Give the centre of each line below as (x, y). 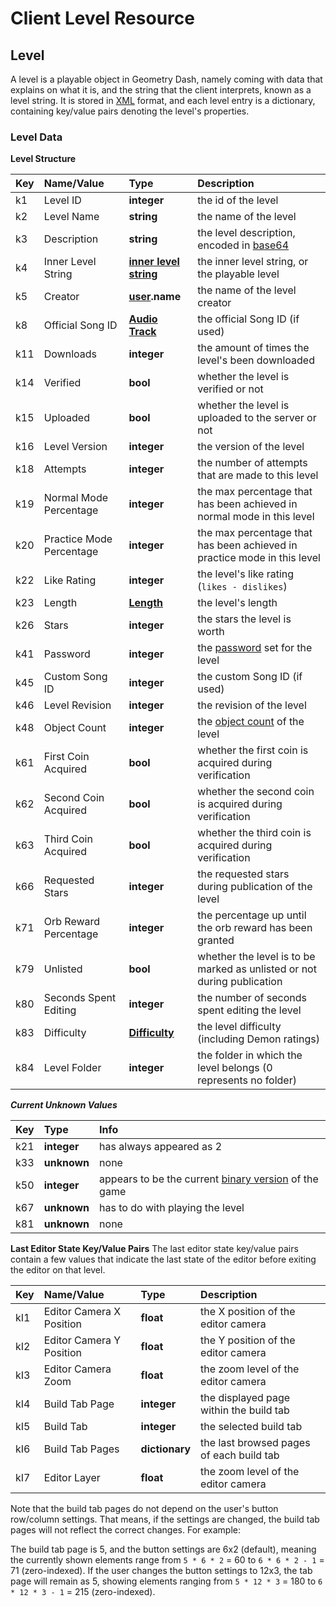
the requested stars (243, 874)
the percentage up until (252, 915)
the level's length (237, 603)
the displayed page (245, 1398)
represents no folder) (247, 1080)
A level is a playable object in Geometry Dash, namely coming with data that (166, 79)
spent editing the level (249, 1010)
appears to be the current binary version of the (209, 1179)
